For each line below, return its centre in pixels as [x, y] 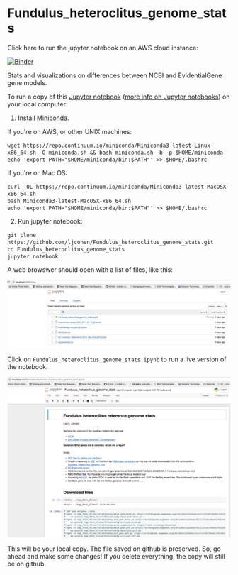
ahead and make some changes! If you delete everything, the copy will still [116, 556]
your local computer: [38, 104]
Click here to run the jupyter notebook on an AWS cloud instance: [103, 48]
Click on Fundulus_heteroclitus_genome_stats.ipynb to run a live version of [117, 359]
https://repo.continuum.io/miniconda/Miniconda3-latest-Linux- [118, 146]
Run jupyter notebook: [50, 221]
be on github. [27, 564]
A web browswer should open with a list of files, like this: [90, 269]
